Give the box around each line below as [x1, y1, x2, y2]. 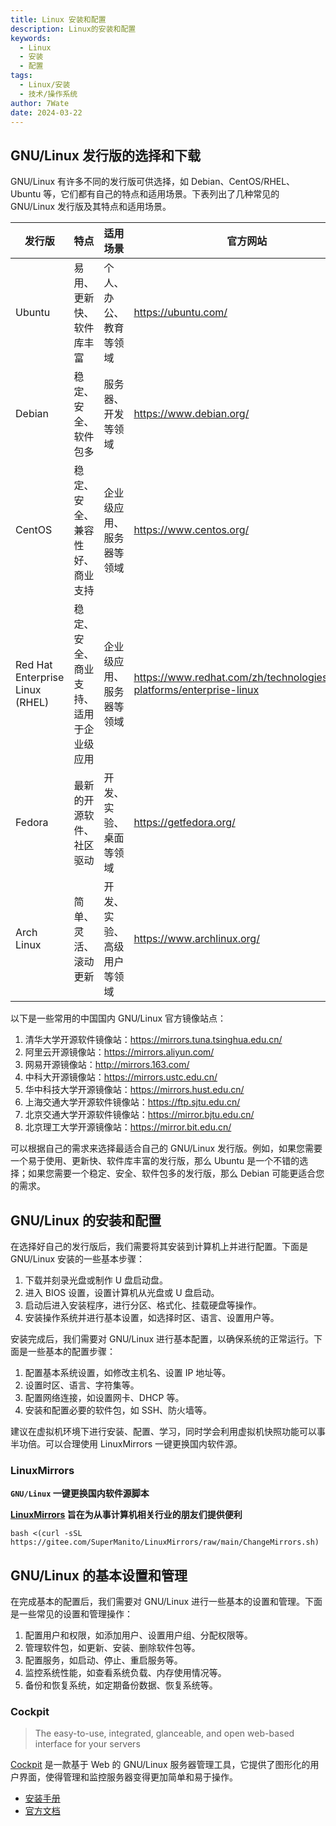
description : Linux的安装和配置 [10, 24, 137, 34]
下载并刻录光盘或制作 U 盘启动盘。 [24, 1274, 169, 1286]
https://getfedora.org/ [133, 816, 236, 830]
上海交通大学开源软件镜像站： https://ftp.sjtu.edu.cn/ [24, 1096, 241, 1108]
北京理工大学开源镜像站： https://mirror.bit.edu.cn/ [24, 1121, 232, 1133]
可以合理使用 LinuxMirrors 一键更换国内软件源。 [44, 1438, 243, 1450]
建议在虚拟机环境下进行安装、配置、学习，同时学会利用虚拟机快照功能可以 [10, 1426, 317, 1437]
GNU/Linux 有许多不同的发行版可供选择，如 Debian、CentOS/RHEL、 [10, 176, 296, 188]
